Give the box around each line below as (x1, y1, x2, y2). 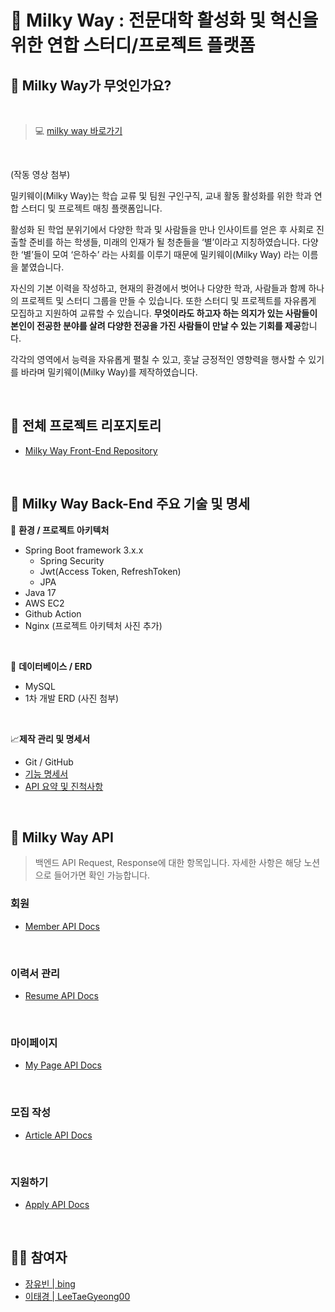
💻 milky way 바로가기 (34, 125, 123, 136)
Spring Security (39, 554, 105, 566)
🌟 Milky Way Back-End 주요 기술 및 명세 (10, 496, 251, 513)
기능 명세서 (24, 767, 69, 780)
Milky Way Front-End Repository (24, 444, 158, 456)
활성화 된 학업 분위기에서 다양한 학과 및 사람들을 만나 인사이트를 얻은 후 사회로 (10, 224, 315, 235)
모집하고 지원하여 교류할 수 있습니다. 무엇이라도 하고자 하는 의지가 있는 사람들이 (10, 307, 318, 319)
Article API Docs (24, 1129, 93, 1141)
